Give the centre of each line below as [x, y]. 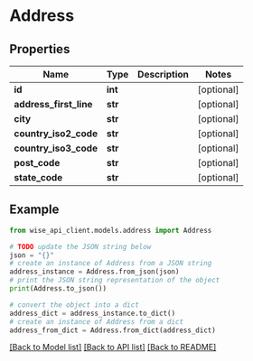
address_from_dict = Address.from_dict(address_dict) [113, 330]
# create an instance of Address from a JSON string [111, 264]
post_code [37, 163]
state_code [38, 177]
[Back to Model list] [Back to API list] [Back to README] [113, 347]
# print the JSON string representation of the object [115, 281]
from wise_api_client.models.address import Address [111, 230]
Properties [40, 49]
